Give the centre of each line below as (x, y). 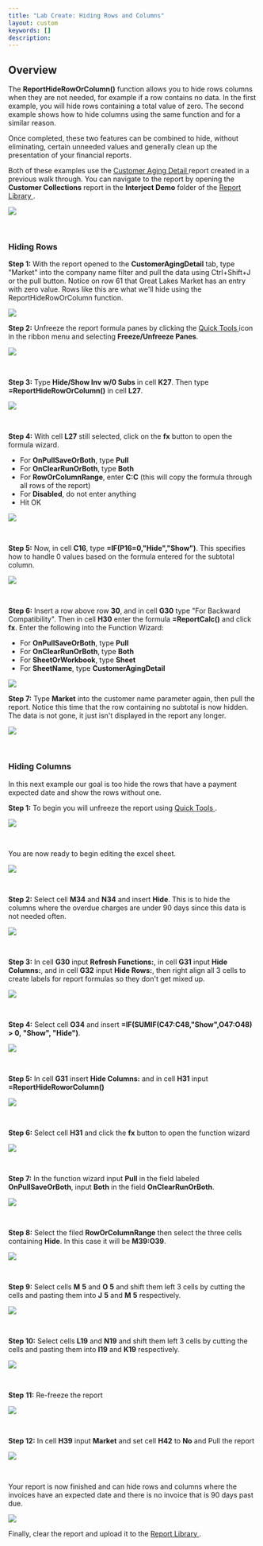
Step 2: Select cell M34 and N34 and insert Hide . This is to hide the (119, 899)
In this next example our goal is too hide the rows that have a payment (123, 784)
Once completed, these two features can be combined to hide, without (124, 138)
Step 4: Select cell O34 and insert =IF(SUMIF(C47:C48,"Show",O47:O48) (130, 1024)
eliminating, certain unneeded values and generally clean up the (113, 147)
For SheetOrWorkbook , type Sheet (78, 660)
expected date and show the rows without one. (85, 792)
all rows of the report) (55, 486)
